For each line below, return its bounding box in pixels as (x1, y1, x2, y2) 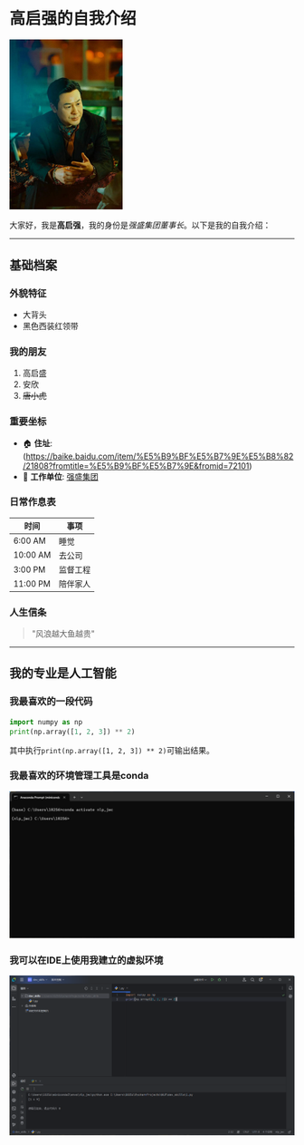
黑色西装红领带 (22, 320, 79, 331)
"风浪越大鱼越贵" (31, 628, 95, 639)
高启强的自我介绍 (9, 8, 138, 29)
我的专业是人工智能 (9, 665, 117, 681)
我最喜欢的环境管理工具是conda (9, 770, 149, 782)
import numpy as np (9, 717, 83, 726)
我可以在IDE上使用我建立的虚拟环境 (9, 954, 164, 966)
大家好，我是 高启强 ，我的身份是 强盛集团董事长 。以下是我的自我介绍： (9, 219, 271, 231)
